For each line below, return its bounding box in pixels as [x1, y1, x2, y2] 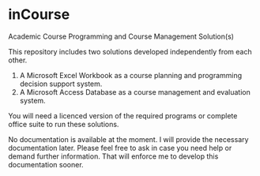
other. [8, 55, 28, 65]
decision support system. [19, 79, 103, 88]
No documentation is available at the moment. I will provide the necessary [8, 134, 249, 144]
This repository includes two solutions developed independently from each [8, 47, 252, 56]
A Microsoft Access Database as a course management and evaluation [19, 87, 251, 96]
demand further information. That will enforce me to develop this [8, 152, 219, 161]
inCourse [8, 6, 70, 24]
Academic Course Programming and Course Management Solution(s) [8, 32, 235, 41]
